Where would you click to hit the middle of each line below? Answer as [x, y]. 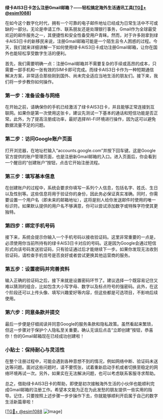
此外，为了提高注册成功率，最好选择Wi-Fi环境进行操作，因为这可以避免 [85, 119]
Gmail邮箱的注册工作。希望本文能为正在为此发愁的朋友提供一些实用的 [79, 390]
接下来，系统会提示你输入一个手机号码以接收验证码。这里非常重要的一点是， [81, 237]
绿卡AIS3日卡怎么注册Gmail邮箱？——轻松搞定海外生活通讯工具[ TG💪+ [76, 8]
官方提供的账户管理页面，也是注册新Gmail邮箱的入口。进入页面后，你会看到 [81, 156]
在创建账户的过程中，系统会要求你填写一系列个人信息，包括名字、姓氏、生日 [81, 187]
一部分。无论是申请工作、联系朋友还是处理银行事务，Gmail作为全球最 [83, 29]
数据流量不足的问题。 [26, 125]
